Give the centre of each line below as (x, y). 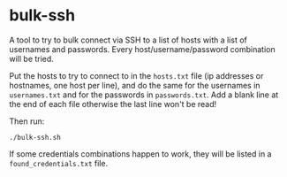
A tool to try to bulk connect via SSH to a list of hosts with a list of (128, 40)
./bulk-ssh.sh (35, 137)
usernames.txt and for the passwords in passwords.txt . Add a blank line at (144, 95)
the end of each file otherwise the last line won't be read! (113, 104)
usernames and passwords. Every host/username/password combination (142, 49)
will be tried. (32, 58)
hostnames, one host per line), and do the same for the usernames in (135, 85)
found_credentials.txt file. (59, 163)
